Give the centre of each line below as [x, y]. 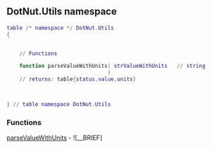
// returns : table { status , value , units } [78, 79]
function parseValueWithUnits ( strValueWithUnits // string [112, 66]
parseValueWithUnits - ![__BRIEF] [55, 138]
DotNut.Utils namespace [62, 12]
